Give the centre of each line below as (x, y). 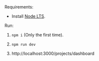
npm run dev (23, 45)
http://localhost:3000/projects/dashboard (53, 53)
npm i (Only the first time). (37, 35)
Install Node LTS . (28, 16)
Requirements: (19, 7)
